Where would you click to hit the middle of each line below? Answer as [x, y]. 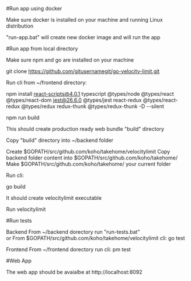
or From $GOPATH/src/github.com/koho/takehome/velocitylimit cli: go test [95, 238]
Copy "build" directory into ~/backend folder [60, 140]
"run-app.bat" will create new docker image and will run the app [83, 37]
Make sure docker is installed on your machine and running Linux [84, 20]
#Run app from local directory [42, 48]
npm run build [23, 117]
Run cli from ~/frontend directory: [46, 82]
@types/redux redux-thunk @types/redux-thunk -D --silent [93, 106]
